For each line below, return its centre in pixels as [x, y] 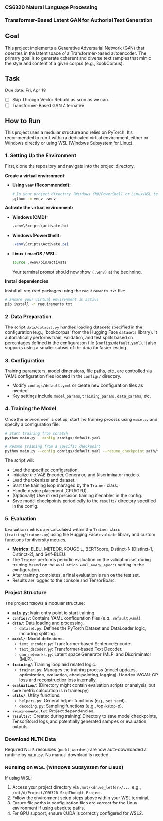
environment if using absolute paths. [49, 808]
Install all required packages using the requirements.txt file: [65, 291]
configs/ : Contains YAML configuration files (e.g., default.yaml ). [77, 618]
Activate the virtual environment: [39, 208]
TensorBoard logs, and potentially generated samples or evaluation [79, 721]
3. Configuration [25, 361]
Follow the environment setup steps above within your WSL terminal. [81, 798]
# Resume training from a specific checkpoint [53, 447]
